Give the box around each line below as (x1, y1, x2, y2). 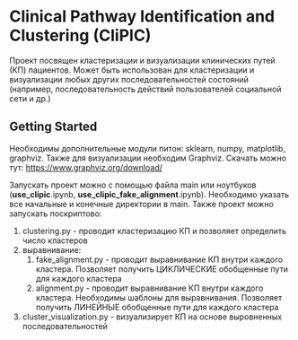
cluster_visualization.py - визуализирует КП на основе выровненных (22, 311, 283, 322)
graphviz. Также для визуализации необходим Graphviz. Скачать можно (9, 153, 287, 163)
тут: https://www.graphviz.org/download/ (9, 161, 163, 172)
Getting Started (9, 119, 98, 135)
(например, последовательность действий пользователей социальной (9, 83, 282, 94)
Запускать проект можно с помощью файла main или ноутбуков (9, 179, 257, 190)
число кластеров (22, 235, 88, 246)
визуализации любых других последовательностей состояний (9, 74, 250, 84)
